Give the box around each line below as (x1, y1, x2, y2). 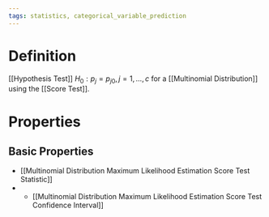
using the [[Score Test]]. (8, 84, 90, 94)
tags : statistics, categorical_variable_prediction (8, 11, 186, 20)
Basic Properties (8, 144, 94, 158)
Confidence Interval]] (32, 200, 104, 211)
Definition (8, 46, 77, 65)
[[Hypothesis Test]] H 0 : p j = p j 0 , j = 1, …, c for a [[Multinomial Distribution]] (8, 74, 258, 85)
